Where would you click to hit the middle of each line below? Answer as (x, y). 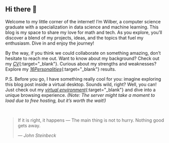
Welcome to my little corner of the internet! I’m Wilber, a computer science (83, 21)
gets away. (29, 125)
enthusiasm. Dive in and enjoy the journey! (50, 43)
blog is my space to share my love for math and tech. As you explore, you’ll (84, 32)
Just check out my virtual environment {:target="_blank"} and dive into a (80, 90)
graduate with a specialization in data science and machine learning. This (82, 27)
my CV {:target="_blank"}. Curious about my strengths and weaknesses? (81, 63)
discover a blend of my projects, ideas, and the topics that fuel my (74, 38)
